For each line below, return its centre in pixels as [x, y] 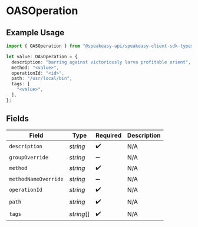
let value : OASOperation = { [42, 56]
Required [108, 135]
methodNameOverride [36, 179]
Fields [18, 119]
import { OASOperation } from [43, 46]
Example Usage [35, 33]
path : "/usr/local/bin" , [42, 79]
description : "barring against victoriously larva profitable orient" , [101, 62]
